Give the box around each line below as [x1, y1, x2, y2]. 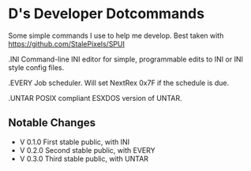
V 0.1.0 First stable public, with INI [19, 137, 130, 147]
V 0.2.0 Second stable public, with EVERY [19, 145, 155, 154]
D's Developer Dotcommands [8, 5, 205, 23]
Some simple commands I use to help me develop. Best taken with [8, 31, 224, 40]
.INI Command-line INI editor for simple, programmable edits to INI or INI [8, 54, 243, 64]
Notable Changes [8, 116, 96, 130]
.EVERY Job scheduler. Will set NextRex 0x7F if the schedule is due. [8, 78, 230, 87]
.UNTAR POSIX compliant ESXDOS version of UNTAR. [8, 93, 182, 102]
